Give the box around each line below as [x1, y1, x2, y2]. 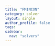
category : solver [5, 11, 40, 16]
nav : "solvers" [9, 34, 40, 39]
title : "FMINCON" [5, 7, 40, 12]
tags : [5, 25, 16, 30]
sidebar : [5, 29, 22, 34]
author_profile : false [5, 20, 50, 25]
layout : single [5, 16, 35, 21]
